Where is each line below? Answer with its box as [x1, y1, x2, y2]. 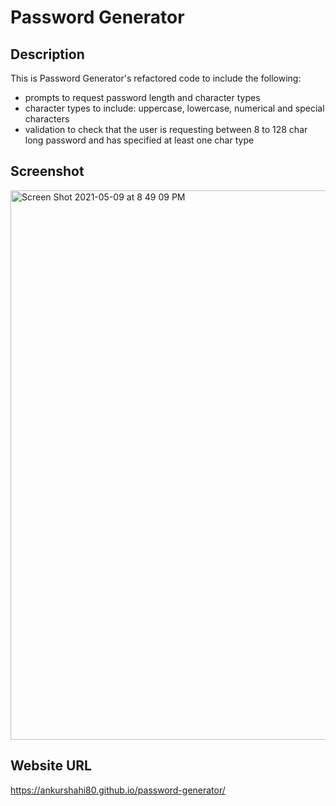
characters [24, 113, 70, 125]
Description [10, 46, 85, 63]
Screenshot [10, 163, 85, 180]
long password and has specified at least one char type [24, 134, 255, 146]
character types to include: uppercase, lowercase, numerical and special [24, 102, 325, 114]
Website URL [10, 757, 92, 775]
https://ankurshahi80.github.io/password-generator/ [10, 784, 226, 796]
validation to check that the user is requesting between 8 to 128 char [24, 124, 308, 135]
